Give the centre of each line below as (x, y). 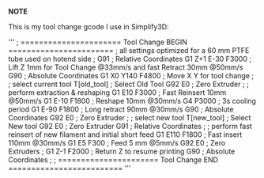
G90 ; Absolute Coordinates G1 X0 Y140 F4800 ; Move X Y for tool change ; (131, 76)
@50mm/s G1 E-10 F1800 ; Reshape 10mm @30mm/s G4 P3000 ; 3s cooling (132, 101)
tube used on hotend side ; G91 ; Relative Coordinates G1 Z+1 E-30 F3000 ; (130, 59)
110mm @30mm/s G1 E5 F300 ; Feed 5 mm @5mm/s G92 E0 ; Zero (117, 143)
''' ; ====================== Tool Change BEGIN (98, 42)
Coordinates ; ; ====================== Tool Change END (113, 160)
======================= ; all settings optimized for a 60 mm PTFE (129, 50)
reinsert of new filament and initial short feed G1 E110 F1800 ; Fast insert (125, 134)
